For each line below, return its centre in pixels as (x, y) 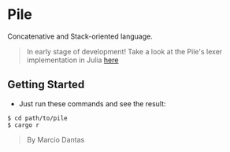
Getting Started (46, 85)
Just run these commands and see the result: (92, 103)
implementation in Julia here (72, 60)
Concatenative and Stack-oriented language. (80, 36)
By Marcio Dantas (56, 139)
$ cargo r (24, 125)
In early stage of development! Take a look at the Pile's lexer (124, 51)
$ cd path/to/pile (37, 118)
